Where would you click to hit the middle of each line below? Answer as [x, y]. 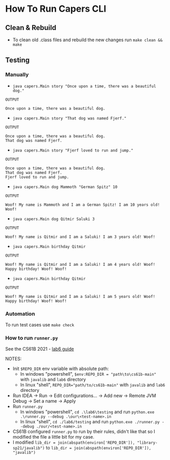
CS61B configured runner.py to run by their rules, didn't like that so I [84, 432]
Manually [17, 75]
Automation [20, 314]
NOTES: [13, 359]
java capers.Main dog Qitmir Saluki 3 [54, 219]
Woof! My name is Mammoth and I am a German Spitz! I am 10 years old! [82, 205]
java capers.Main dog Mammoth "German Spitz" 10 [65, 187]
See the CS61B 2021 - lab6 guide [40, 349]
